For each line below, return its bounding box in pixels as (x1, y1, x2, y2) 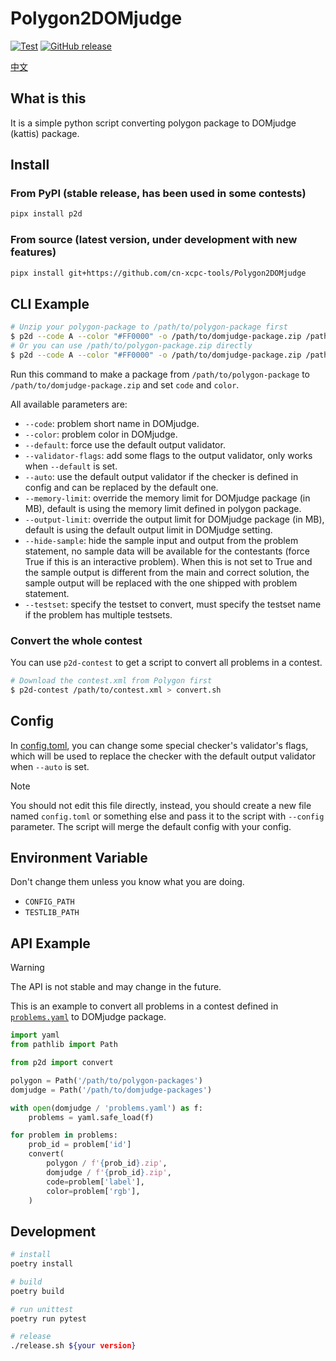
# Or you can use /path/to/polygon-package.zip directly (10, 341, 253, 351)
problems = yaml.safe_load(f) (28, 1112, 155, 1122)
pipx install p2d (10, 209, 83, 219)
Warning (10, 962, 45, 974)
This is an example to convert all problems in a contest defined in (10, 1000, 279, 1012)
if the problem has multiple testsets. (24, 608, 173, 621)
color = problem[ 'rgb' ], (46, 1186, 141, 1196)
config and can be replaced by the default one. (24, 481, 219, 493)
